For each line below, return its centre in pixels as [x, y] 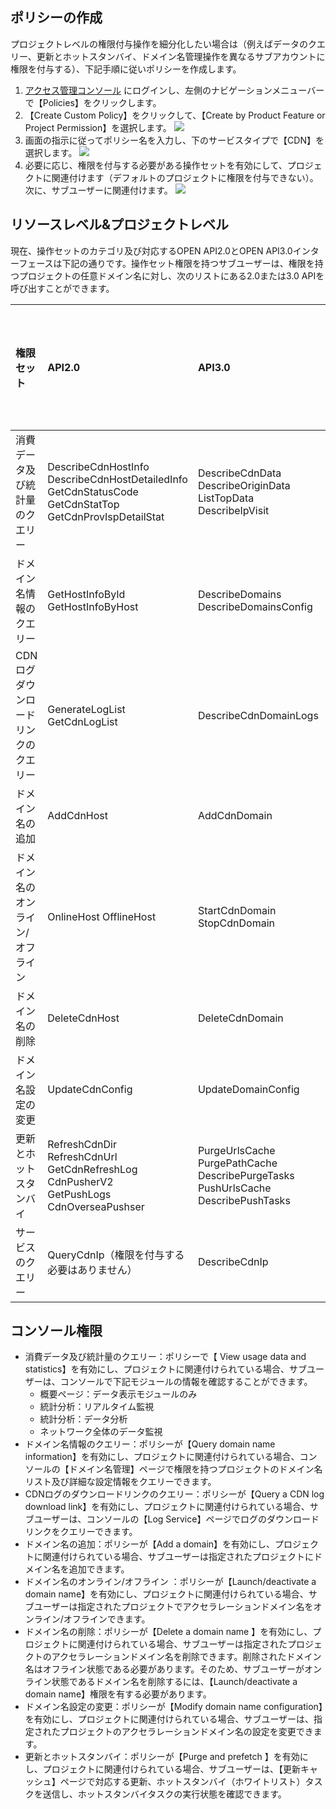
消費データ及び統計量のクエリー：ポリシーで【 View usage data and [165, 1357]
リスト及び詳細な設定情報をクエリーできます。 [120, 1482]
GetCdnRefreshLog [92, 1169]
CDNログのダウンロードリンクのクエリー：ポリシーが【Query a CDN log [174, 1494]
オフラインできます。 [107, 1619]
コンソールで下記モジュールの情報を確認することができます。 [186, 1382]
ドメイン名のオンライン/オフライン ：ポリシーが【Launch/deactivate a [170, 1582]
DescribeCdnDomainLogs [258, 715]
